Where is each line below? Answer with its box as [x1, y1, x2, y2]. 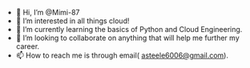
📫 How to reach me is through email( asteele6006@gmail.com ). [15, 50, 228, 60]
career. [15, 42, 40, 51]
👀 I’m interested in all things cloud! [15, 16, 130, 26]
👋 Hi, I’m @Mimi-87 [15, 8, 80, 17]
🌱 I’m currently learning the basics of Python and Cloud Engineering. [15, 25, 243, 34]
